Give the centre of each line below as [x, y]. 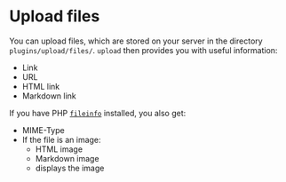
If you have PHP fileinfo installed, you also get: [98, 113]
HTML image [59, 149]
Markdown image [67, 158]
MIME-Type [43, 130]
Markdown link [49, 96]
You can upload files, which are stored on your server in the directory [136, 41]
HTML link [41, 86]
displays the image [70, 168]
